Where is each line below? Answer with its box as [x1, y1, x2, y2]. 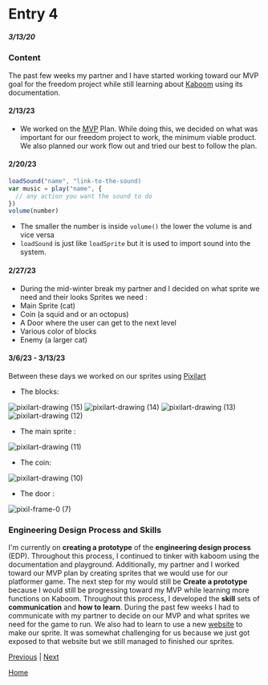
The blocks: [19, 387, 59, 396]
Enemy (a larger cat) [19, 334, 88, 344]
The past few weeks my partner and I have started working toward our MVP [8, 70, 259, 80]
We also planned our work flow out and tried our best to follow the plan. [19, 141, 258, 150]
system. [19, 247, 47, 257]
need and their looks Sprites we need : [19, 292, 148, 301]
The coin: [19, 457, 52, 467]
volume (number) [8, 207, 59, 215]
